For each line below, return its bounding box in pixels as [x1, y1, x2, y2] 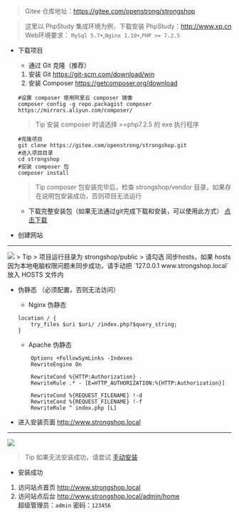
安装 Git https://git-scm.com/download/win [28, 70, 155, 78]
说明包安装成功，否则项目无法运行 [41, 192, 142, 200]
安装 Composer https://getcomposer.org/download [28, 79, 178, 87]
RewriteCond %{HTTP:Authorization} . [31, 373, 142, 380]
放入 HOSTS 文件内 [7, 270, 64, 279]
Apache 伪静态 [28, 340, 73, 349]
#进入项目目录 [17, 149, 53, 156]
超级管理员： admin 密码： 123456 [17, 501, 112, 509]
